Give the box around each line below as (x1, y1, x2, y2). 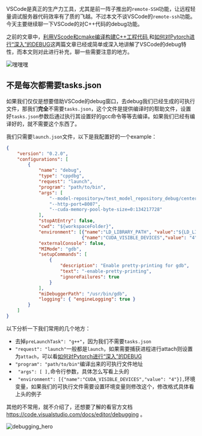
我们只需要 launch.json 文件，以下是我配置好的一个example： (6, 133, 158, 140)
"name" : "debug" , (38, 168, 82, 174)
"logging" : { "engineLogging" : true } (38, 296, 136, 303)
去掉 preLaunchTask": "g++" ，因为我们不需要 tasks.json (14, 337, 151, 345)
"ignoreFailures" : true (60, 274, 120, 280)
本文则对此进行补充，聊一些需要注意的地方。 (22, 48, 133, 55)
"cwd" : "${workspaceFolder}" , (38, 224, 114, 230)
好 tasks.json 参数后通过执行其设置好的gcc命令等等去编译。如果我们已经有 (6, 112, 191, 119)
